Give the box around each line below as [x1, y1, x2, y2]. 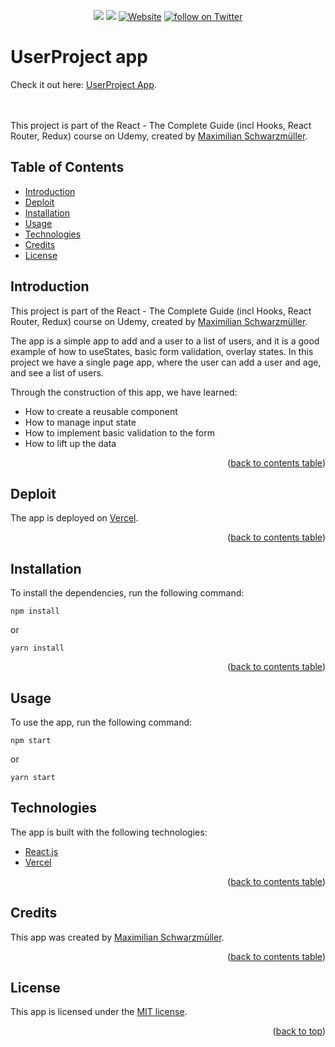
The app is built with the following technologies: [10, 826, 208, 838]
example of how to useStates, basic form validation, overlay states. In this [10, 345, 314, 357]
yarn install [10, 643, 65, 654]
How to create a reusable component [24, 405, 178, 417]
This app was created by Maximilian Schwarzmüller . [10, 931, 225, 943]
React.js [24, 845, 59, 857]
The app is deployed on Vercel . [10, 512, 139, 524]
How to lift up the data [24, 437, 117, 449]
